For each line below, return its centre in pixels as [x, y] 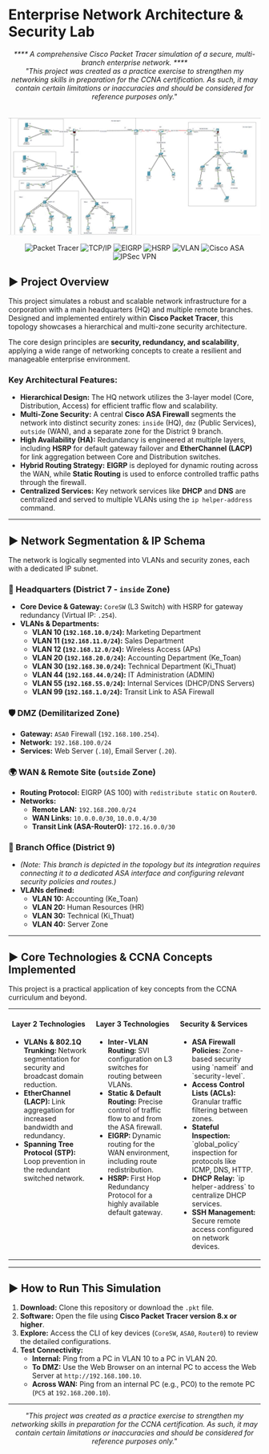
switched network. [54, 1178]
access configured [223, 1230]
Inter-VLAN [128, 1042]
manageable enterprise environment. [69, 359]
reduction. [40, 1084]
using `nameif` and [223, 1068]
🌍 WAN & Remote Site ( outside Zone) [82, 772]
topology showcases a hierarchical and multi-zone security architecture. [128, 327]
